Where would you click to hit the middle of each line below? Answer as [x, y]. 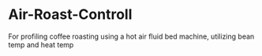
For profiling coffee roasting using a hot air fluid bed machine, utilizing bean [131, 36]
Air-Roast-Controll [70, 15]
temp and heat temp [41, 44]
